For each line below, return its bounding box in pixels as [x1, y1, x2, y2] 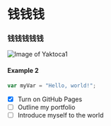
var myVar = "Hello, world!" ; [7, 82, 97, 89]
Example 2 [7, 67, 39, 75]
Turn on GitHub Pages [17, 95, 83, 103]
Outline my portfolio [17, 103, 76, 111]
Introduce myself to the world [17, 110, 104, 119]
